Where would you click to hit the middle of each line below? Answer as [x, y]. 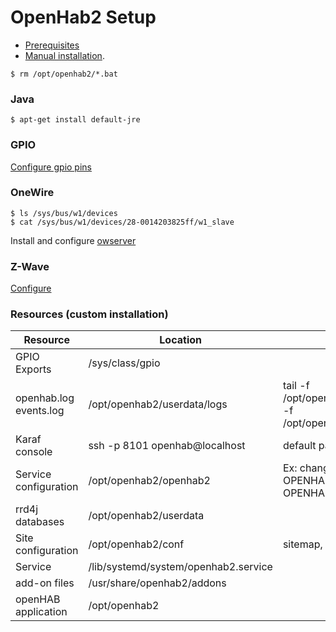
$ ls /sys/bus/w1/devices [64, 213]
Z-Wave [30, 266]
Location [180, 340]
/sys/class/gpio [124, 363]
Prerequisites [52, 45]
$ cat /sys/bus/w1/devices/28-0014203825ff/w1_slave [122, 222]
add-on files [45, 583]
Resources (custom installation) [89, 314]
